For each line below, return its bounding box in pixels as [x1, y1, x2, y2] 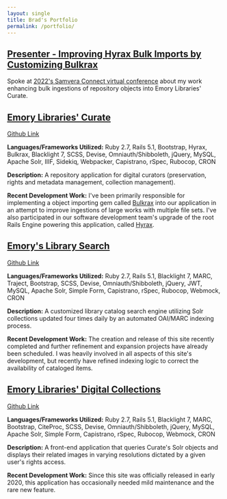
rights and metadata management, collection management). [7, 178, 176, 186]
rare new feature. [7, 485, 56, 494]
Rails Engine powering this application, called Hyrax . [7, 221, 155, 228]
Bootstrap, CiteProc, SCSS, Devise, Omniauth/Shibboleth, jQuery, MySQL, [7, 422, 215, 430]
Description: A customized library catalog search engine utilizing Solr [7, 306, 204, 315]
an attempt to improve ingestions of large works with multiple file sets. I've [7, 206, 217, 214]
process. [7, 321, 32, 330]
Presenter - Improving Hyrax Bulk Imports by [7, 48, 202, 60]
